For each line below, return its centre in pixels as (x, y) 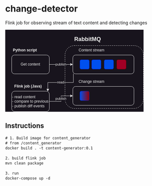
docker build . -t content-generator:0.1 (49, 148)
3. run (12, 173)
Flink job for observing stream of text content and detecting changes (76, 23)
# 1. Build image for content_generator (48, 138)
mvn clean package (24, 163)
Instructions (25, 126)
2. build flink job (26, 158)
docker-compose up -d (28, 178)
